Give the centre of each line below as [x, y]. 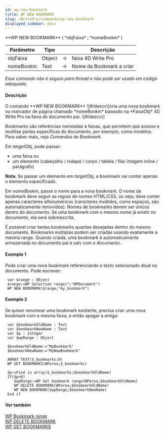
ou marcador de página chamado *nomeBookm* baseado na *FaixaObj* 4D [82, 112]
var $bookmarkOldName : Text [37, 325]
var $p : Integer [25, 333]
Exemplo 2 [16, 299]
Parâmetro [22, 50]
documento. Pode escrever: [33, 270]
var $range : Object [28, 280]
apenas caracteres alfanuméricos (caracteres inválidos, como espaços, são [82, 202]
